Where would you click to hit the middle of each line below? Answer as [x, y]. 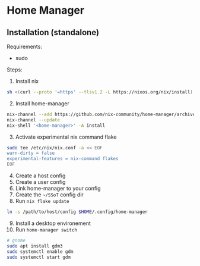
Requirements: [24, 46]
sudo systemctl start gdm [39, 257]
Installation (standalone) [53, 32]
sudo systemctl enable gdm [40, 251]
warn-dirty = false [31, 153]
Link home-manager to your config [58, 188]
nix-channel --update [34, 120]
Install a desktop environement [53, 223]
